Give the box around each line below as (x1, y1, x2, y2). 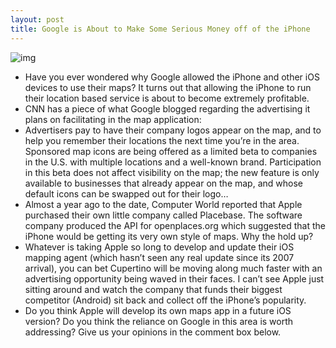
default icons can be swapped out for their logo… (24, 187, 229, 200)
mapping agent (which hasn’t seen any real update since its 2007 (24, 251, 295, 263)
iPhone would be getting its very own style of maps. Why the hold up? (24, 230, 314, 242)
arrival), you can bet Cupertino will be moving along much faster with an (24, 262, 323, 274)
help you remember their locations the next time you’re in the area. (24, 134, 300, 146)
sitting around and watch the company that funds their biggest (24, 283, 283, 295)
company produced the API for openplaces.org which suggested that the (24, 219, 326, 231)
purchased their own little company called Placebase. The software (24, 209, 303, 221)
